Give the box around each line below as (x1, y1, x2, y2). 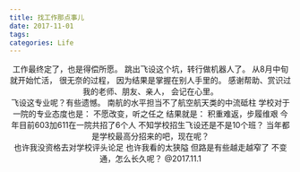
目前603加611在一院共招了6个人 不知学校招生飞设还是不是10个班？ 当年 (19, 120, 282, 131)
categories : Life (9, 38, 74, 47)
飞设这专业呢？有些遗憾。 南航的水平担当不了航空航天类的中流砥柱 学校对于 (11, 98, 290, 108)
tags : (9, 30, 30, 39)
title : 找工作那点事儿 (9, 13, 85, 22)
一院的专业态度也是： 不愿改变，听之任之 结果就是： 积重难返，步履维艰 (13, 108, 279, 119)
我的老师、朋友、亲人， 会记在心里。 (82, 86, 219, 97)
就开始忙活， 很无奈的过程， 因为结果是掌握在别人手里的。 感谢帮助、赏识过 (10, 75, 291, 86)
